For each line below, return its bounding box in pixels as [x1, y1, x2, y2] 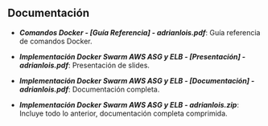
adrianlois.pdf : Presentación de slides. [19, 60, 150, 70]
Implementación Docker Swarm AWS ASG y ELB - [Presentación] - [19, 51, 246, 61]
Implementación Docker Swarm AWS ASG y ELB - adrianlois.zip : [19, 100, 239, 109]
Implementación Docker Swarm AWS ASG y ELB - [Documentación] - [19, 75, 255, 85]
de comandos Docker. [19, 36, 93, 46]
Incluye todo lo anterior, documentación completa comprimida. [19, 108, 228, 118]
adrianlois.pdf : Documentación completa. [19, 84, 160, 94]
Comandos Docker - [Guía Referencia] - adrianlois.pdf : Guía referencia [19, 27, 261, 37]
